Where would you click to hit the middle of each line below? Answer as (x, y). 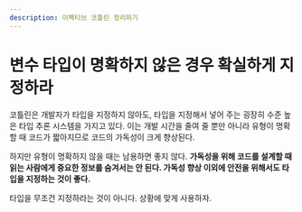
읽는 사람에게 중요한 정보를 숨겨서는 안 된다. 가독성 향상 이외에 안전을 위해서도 (145, 167)
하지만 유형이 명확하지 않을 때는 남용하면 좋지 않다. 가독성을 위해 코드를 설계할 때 (151, 156)
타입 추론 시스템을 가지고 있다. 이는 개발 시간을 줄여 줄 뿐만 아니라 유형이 (146, 125)
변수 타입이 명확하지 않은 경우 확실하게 (143, 65)
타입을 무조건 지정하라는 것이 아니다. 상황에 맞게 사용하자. (111, 198)
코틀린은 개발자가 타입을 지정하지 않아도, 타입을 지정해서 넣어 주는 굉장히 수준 (146, 115)
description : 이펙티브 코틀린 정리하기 (74, 18)
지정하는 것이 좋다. (58, 179)
